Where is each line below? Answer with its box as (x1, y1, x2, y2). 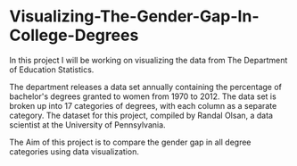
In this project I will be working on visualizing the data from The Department (9, 54, 288, 65)
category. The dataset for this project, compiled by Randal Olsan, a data (9, 110, 274, 120)
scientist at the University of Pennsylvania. (9, 119, 167, 130)
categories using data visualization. (9, 145, 140, 157)
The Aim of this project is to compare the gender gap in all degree (9, 137, 252, 147)
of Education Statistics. (9, 64, 95, 75)
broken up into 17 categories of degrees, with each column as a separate (9, 100, 277, 111)
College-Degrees (9, 25, 139, 46)
